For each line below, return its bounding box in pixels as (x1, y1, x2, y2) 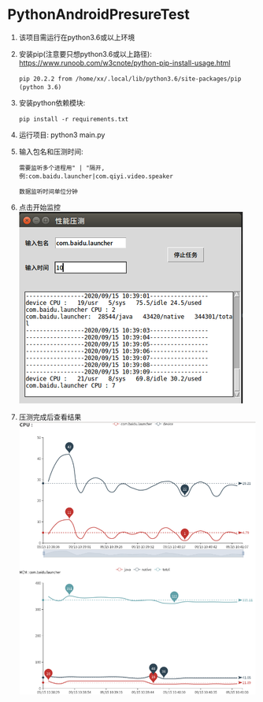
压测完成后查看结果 (18, 412, 82, 422)
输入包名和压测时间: (18, 147, 83, 156)
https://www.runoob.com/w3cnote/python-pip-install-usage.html (18, 58, 231, 68)
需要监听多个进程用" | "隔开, (18, 164, 106, 172)
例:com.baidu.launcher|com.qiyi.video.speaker (18, 172, 174, 180)
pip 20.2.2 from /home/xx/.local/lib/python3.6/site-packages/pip (18, 75, 242, 83)
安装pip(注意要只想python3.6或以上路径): (18, 49, 153, 58)
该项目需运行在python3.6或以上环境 (18, 32, 135, 42)
